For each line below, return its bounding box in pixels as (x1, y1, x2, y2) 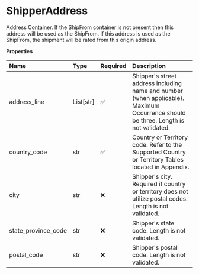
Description (132, 62, 166, 70)
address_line (9, 98, 44, 106)
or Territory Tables (132, 155, 184, 163)
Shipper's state (132, 219, 175, 227)
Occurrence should (132, 108, 186, 117)
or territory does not (132, 187, 188, 195)
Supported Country (132, 148, 186, 156)
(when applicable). (132, 94, 185, 102)
